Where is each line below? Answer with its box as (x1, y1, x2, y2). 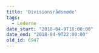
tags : (6, 15, 20, 21)
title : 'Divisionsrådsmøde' (6, 9, 78, 15)
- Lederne (12, 20, 36, 26)
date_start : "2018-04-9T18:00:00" (6, 26, 94, 32)
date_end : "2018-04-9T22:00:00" (6, 32, 88, 38)
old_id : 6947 (6, 37, 39, 43)
